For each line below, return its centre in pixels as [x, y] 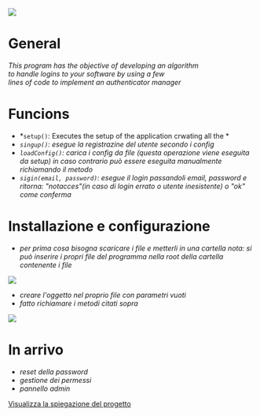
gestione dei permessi [55, 380]
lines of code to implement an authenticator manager [95, 82]
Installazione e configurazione [109, 227]
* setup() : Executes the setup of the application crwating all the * [124, 136]
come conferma [46, 194]
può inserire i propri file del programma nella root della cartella [121, 256]
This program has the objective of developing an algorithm [103, 65]
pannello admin [45, 388]
